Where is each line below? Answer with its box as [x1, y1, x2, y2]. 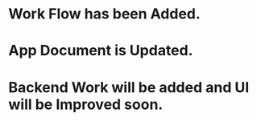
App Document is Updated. [8, 42, 193, 60]
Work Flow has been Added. [8, 5, 201, 23]
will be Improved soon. [8, 95, 164, 113]
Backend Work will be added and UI [8, 78, 250, 96]
